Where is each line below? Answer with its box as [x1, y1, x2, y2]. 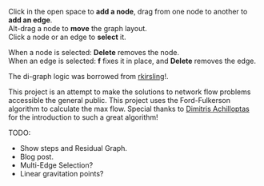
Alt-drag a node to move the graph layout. [8, 24, 148, 33]
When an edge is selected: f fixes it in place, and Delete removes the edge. [8, 56, 256, 65]
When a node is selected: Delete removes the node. [8, 48, 180, 57]
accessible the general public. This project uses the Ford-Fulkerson [8, 96, 230, 105]
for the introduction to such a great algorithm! [8, 113, 158, 122]
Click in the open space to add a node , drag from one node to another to [8, 7, 248, 16]
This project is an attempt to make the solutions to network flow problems [8, 87, 251, 97]
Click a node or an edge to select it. [8, 32, 126, 42]
